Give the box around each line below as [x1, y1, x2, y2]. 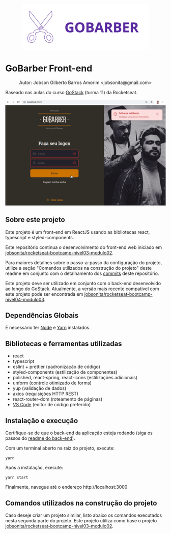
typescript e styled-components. [5, 234, 74, 240]
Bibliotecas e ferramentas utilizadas [5, 339, 122, 348]
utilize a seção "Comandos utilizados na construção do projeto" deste [5, 265, 152, 271]
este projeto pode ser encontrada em [5, 291, 83, 297]
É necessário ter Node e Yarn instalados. [5, 325, 91, 331]
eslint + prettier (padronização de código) [12, 363, 101, 370]
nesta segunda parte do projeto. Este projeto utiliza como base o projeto [5, 517, 157, 523]
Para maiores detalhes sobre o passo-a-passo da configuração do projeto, [5, 259, 162, 266]
